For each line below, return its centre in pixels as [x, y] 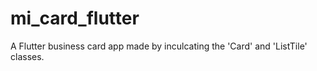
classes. [27, 56]
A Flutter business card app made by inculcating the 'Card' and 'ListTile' [159, 46]
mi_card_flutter [75, 18]
